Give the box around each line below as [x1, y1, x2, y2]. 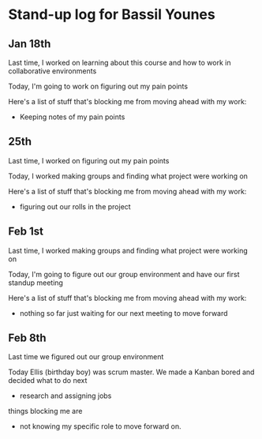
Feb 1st [8, 225, 43, 238]
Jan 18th [8, 37, 51, 51]
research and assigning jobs [19, 391, 112, 400]
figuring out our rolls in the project [19, 201, 132, 211]
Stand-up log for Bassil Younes [8, 6, 215, 24]
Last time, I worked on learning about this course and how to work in [8, 58, 231, 67]
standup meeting [8, 278, 63, 287]
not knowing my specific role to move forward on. [19, 422, 182, 431]
